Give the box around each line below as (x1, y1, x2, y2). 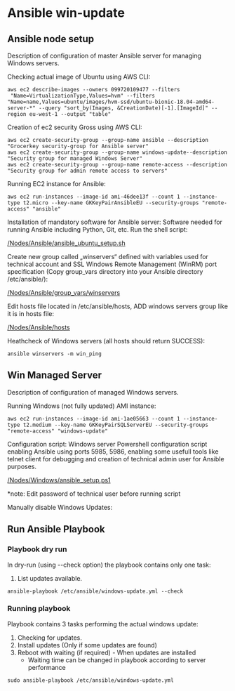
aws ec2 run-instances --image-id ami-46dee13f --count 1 (7, 193, 180, 200)
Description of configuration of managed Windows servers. (7, 388, 179, 396)
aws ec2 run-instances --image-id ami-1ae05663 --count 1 (7, 415, 180, 422)
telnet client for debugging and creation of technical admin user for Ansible (7, 454, 224, 463)
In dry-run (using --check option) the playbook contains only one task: (7, 560, 212, 569)
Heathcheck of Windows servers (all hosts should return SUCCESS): (7, 337, 206, 345)
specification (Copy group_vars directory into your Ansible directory (7, 268, 203, 275)
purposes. (7, 462, 37, 470)
